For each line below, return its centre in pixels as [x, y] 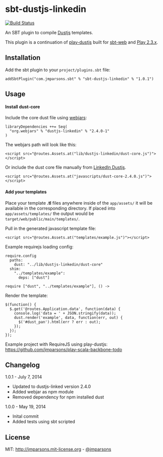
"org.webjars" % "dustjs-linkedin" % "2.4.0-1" [60, 131]
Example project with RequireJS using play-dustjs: [56, 344]
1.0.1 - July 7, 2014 [24, 377]
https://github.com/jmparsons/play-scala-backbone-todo [64, 349]
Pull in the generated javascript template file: [51, 228]
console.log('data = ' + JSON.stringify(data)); [65, 313]
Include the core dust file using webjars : [46, 118]
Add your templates [26, 192]
